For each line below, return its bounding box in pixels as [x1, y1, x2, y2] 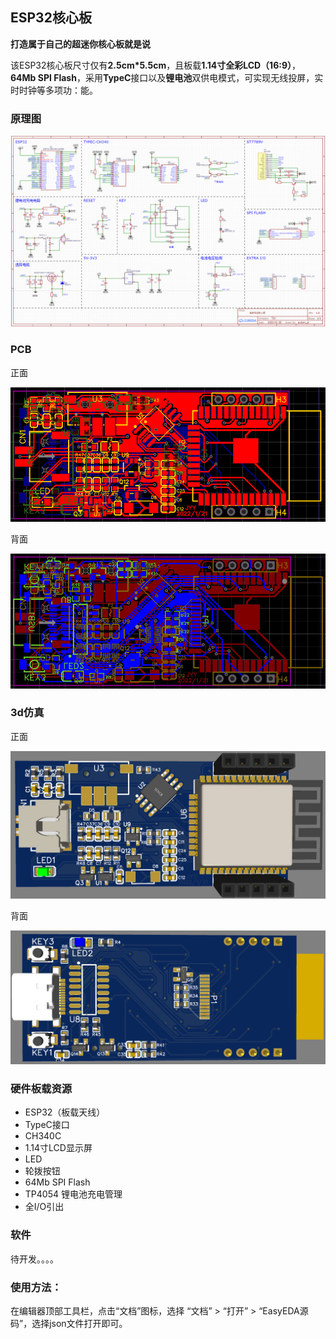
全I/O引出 [24, 1201, 65, 1213]
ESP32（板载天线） [24, 1106, 106, 1118]
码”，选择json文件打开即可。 [10, 1318, 128, 1330]
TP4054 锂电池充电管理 [24, 1188, 123, 1200]
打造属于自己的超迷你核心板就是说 [10, 38, 151, 50]
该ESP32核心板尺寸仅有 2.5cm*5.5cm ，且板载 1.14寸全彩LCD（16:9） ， [10, 59, 302, 71]
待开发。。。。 [10, 1253, 59, 1265]
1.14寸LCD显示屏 [24, 1142, 93, 1154]
